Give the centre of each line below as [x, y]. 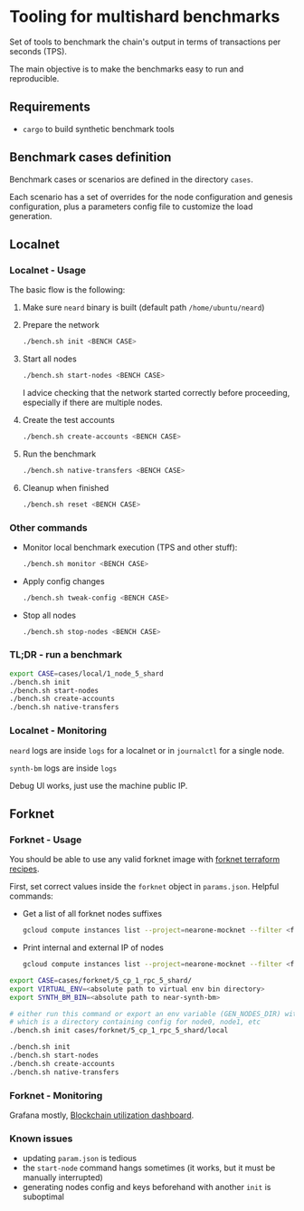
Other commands [48, 527]
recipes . [24, 869]
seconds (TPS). [38, 51]
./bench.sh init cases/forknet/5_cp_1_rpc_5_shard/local [119, 1031]
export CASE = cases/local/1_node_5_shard [87, 673]
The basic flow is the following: [67, 290]
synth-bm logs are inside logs [63, 768]
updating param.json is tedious [80, 1158]
